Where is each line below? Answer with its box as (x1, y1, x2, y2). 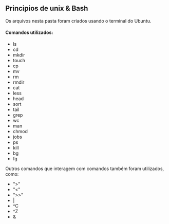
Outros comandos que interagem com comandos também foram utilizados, (5, 165, 164, 172)
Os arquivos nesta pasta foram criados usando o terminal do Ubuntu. (5, 17, 152, 24)
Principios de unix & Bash (5, 4, 88, 13)
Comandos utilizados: (5, 29, 53, 35)
